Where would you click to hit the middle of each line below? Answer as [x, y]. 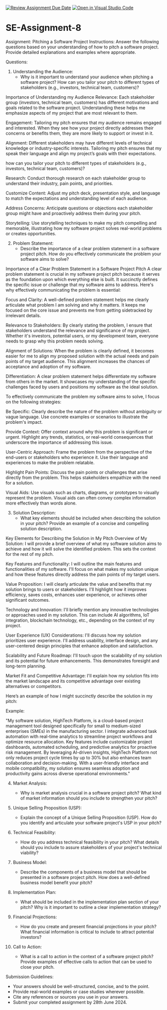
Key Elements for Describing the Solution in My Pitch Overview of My [76, 538]
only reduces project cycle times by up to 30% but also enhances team [79, 757]
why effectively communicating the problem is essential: [63, 290]
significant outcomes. [28, 600]
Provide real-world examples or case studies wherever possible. [79, 992]
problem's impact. [24, 422]
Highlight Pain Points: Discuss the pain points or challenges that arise [77, 472]
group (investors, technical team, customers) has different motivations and [82, 102]
